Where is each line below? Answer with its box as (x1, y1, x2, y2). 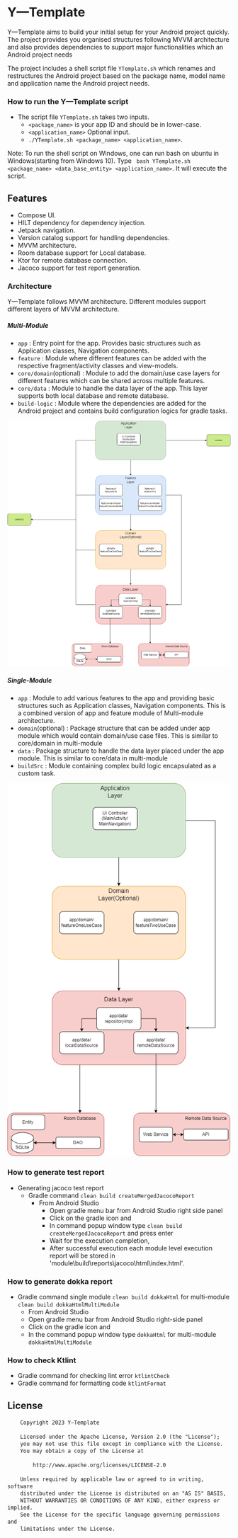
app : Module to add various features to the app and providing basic (17, 694, 215, 702)
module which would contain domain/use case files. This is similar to (17, 731, 218, 740)
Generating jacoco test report (17, 1183, 104, 1192)
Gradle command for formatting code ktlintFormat (17, 1379, 166, 1388)
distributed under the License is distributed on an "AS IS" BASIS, (20, 1490, 227, 1497)
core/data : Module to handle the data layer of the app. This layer (17, 384, 208, 393)
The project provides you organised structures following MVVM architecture (7, 35, 229, 43)
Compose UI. (17, 211, 57, 220)
